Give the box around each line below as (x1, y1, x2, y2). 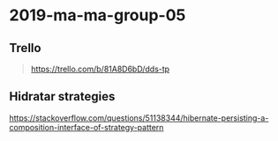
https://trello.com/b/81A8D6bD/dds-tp (30, 63, 170, 74)
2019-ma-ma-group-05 (9, 5, 186, 26)
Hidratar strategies (9, 89, 116, 104)
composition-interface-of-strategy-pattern (9, 122, 164, 132)
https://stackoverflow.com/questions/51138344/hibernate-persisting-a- (9, 112, 269, 123)
